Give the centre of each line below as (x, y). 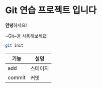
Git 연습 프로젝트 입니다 (51, 10)
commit (17, 77)
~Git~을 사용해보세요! (26, 36)
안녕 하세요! (16, 25)
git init (14, 45)
